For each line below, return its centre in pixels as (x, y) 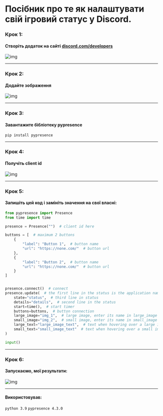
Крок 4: (15, 152)
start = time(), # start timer (44, 306)
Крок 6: (15, 359)
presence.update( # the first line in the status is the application (78, 293)
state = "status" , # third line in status (56, 297)
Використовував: (24, 397)
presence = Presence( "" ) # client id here (50, 226)
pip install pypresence (29, 135)
